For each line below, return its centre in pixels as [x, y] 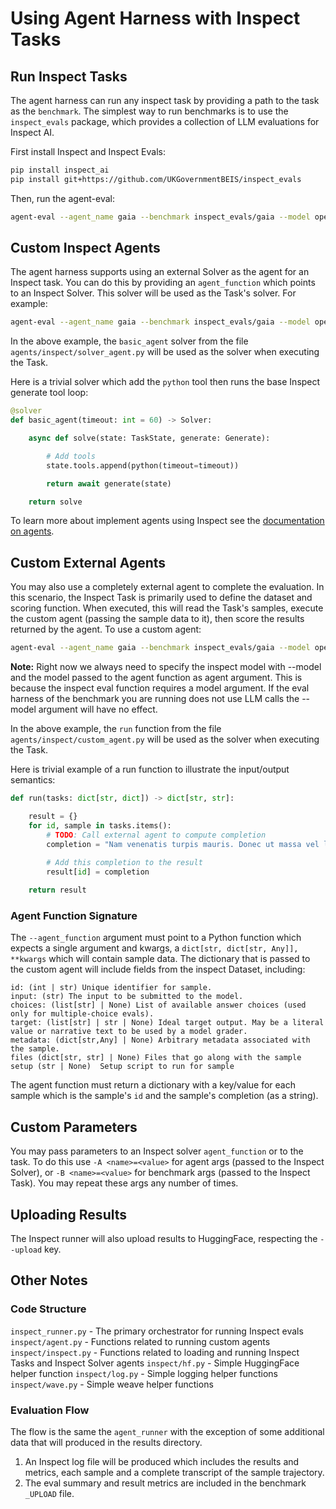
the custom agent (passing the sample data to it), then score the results [157, 619]
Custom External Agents [88, 562]
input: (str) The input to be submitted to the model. [127, 997]
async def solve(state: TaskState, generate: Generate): [149, 438]
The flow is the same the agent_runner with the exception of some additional [167, 1431]
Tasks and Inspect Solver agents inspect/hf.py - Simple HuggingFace [155, 1363]
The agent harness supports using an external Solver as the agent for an [160, 272]
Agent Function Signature [74, 915]
